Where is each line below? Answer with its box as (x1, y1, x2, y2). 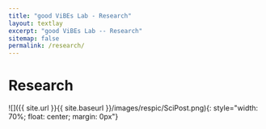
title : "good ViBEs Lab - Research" (8, 11, 132, 20)
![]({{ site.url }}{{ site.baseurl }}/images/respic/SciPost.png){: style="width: (8, 103, 259, 113)
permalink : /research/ (8, 42, 85, 50)
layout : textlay (8, 19, 63, 27)
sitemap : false (8, 34, 60, 43)
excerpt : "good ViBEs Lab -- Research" (8, 27, 143, 35)
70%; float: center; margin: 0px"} (8, 112, 119, 122)
